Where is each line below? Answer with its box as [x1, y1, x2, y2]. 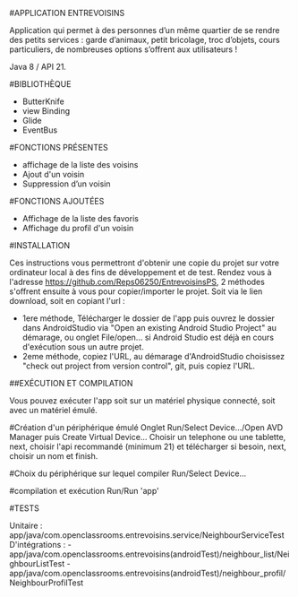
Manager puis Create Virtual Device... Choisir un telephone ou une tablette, [9, 432, 286, 442]
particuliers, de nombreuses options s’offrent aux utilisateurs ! [9, 44, 238, 55]
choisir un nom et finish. [9, 451, 98, 461]
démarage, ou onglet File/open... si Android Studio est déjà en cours [21, 332, 275, 342]
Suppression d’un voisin [21, 178, 111, 189]
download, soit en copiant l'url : [9, 296, 125, 306]
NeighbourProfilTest [9, 577, 84, 588]
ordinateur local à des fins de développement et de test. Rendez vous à [9, 267, 272, 277]
